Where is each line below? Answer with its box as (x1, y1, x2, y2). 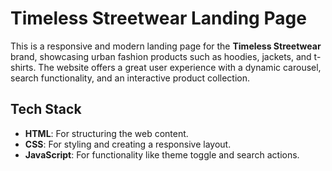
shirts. (10, 61, 37, 73)
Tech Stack (10, 101, 82, 118)
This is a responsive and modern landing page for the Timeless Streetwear (10, 40, 322, 52)
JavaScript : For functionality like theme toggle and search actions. (24, 148, 300, 161)
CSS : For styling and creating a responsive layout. (24, 138, 232, 150)
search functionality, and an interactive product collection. (10, 72, 251, 84)
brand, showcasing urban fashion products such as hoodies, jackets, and (10, 50, 312, 62)
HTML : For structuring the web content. (24, 127, 189, 139)
